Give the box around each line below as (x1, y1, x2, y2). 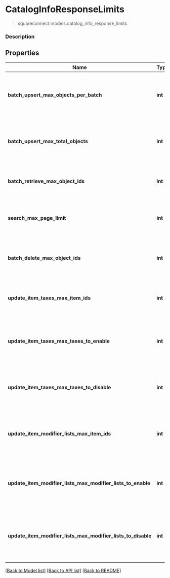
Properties (5, 49, 39, 57)
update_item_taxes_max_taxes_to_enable (8, 337, 110, 345)
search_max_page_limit (8, 214, 66, 221)
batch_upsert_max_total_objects (8, 138, 89, 145)
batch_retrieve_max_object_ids (8, 178, 85, 185)
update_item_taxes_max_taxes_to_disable (8, 384, 111, 391)
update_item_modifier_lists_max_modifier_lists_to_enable (8, 480, 151, 487)
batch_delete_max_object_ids (8, 254, 81, 261)
